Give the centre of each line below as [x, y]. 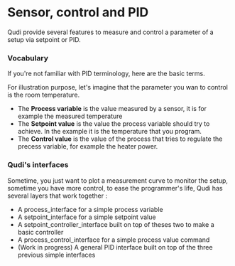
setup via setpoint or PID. [44, 39]
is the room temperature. [44, 95]
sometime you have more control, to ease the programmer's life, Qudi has [115, 188]
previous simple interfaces [56, 255]
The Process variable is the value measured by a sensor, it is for [112, 109]
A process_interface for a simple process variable [90, 209]
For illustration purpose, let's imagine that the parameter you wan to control [118, 87]
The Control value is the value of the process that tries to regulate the [120, 139]
